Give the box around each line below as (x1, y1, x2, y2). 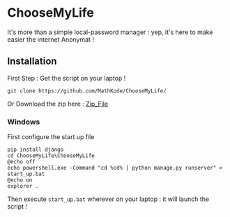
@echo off (7, 159, 36, 166)
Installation (7, 56, 57, 67)
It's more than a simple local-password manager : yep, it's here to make (7, 28, 213, 36)
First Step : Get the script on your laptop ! (7, 74, 126, 82)
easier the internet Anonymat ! (7, 35, 94, 43)
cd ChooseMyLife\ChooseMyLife (7, 152, 95, 159)
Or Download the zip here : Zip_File (7, 99, 109, 108)
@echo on (7, 177, 33, 184)
